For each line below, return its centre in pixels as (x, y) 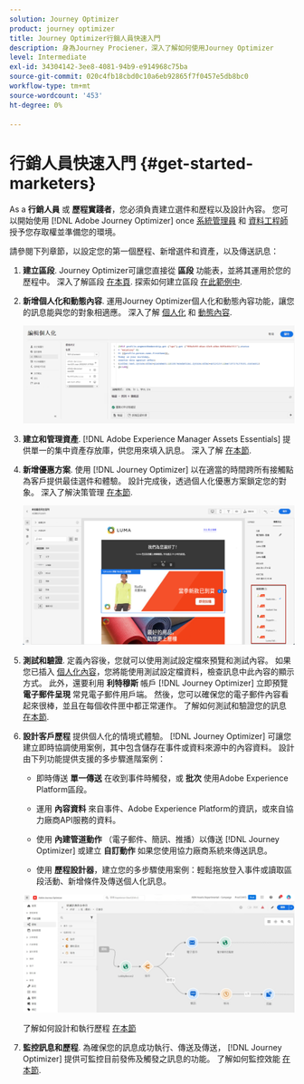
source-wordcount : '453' (56, 95)
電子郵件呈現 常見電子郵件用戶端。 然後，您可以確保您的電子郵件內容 (152, 694)
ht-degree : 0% (36, 105)
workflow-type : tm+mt (50, 86)
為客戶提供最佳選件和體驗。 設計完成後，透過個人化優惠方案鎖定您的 (150, 481)
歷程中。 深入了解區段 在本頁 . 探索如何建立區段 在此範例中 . (132, 282)
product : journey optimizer (62, 29)
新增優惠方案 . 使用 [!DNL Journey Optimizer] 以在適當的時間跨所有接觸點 (158, 470)
